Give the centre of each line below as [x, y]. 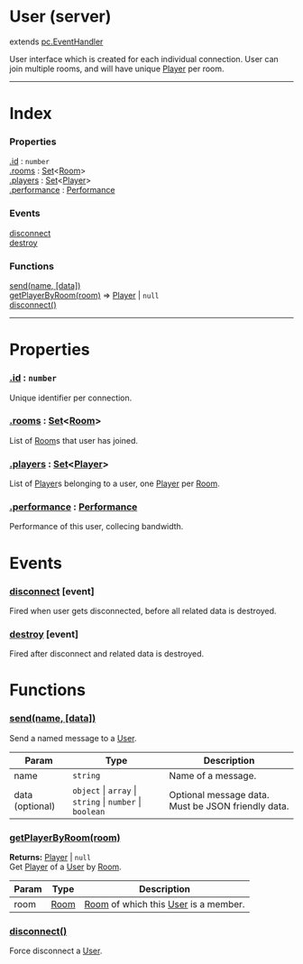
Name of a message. [213, 776]
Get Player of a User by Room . [65, 867]
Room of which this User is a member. [165, 904]
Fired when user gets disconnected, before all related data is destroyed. [143, 611]
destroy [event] [44, 634]
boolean [88, 812]
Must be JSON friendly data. [229, 806]
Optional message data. [219, 794]
